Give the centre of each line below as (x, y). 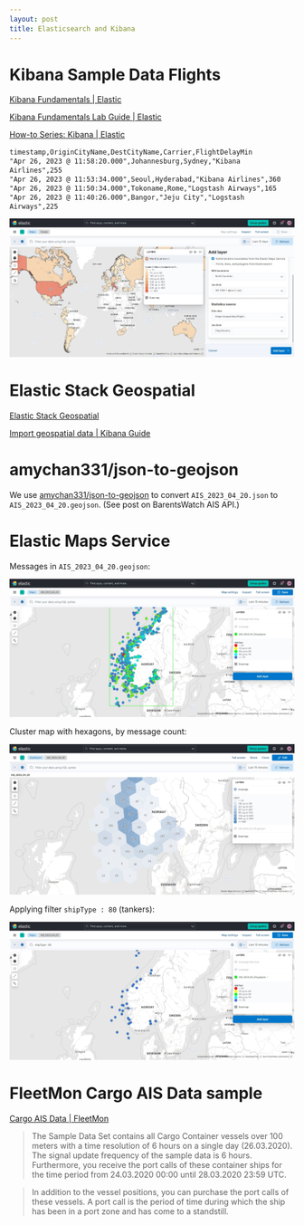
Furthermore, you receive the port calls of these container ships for (157, 1164)
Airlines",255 (36, 171)
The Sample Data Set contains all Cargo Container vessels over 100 (157, 1135)
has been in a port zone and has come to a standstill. (130, 1211)
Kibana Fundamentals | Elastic (66, 100)
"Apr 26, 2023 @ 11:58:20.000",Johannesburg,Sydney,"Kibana (125, 162)
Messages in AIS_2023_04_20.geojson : (80, 566)
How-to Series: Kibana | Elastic (67, 135)
